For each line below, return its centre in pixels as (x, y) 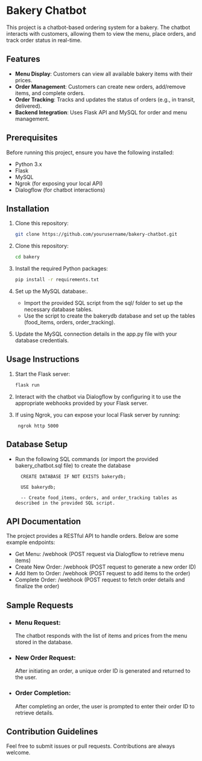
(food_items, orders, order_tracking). (70, 322)
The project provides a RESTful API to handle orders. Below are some (93, 536)
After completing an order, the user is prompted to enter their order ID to (105, 706)
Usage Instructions (43, 360)
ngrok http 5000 (38, 426)
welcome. (18, 753)
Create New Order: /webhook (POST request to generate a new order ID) (106, 567)
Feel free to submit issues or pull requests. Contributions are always (91, 746)
